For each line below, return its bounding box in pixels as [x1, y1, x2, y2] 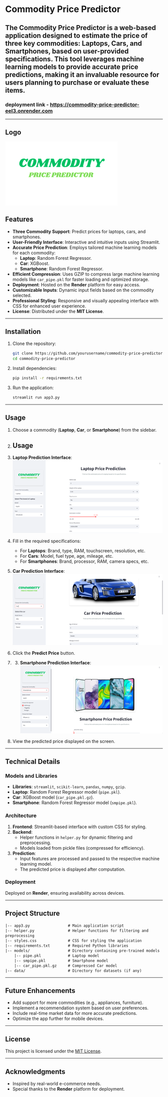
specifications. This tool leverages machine [5, 55, 144, 63]
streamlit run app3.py [12, 395, 60, 400]
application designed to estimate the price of [5, 31, 148, 40]
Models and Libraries [5, 772, 57, 779]
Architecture [5, 812, 37, 819]
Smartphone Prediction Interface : [19, 660, 91, 666]
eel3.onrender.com [5, 107, 53, 114]
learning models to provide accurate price [5, 63, 138, 71]
